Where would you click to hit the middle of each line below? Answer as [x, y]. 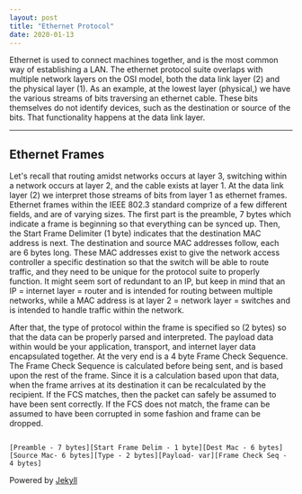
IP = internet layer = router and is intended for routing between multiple [141, 291]
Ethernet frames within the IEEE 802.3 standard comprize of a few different [148, 205]
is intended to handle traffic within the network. [97, 310]
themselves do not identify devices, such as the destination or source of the [150, 108]
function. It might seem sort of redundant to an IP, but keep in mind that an [147, 281]
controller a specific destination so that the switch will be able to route [139, 262]
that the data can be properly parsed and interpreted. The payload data [142, 337]
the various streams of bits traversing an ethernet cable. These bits [134, 98]
